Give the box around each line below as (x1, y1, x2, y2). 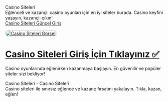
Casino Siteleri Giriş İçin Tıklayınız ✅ (5, 48, 159, 60)
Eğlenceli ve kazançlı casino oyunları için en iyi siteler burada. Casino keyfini (5, 9, 163, 15)
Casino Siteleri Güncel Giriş (5, 20, 62, 26)
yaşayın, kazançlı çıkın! (5, 15, 53, 20)
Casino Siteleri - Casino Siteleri (5, 80, 69, 86)
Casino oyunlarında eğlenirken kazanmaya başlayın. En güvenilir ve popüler (5, 65, 161, 71)
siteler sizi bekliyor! (5, 70, 45, 76)
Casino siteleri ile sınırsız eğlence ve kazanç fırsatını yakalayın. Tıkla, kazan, (5, 85, 162, 91)
